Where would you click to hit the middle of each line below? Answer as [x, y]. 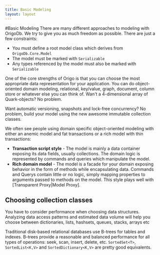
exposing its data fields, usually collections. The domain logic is [76, 153]
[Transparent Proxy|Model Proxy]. [46, 185]
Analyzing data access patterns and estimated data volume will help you [78, 217]
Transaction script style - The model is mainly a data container [76, 148]
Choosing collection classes [49, 200]
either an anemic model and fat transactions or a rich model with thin [74, 134]
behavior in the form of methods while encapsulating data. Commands [83, 169]
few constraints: [21, 38]
